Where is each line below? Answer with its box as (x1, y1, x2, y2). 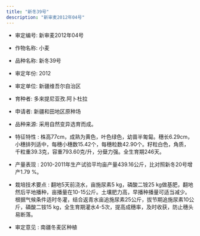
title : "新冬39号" (6, 8, 50, 15)
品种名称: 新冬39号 (14, 57, 61, 64)
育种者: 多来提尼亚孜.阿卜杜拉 (14, 95, 88, 102)
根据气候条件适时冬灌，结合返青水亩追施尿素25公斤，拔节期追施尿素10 (14, 195, 189, 203)
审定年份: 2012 (14, 69, 51, 76)
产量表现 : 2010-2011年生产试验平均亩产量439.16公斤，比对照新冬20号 (14, 161, 187, 168)
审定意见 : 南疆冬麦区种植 (14, 223, 78, 231)
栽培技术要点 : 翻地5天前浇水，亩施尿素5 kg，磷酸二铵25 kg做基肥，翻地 (14, 180, 193, 188)
